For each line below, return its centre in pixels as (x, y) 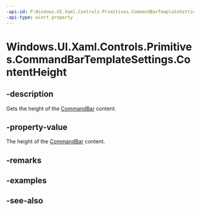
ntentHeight (37, 72)
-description (30, 94)
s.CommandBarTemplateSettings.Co (99, 59)
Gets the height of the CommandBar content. (61, 109)
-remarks (24, 160)
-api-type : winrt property (40, 17)
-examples (26, 180)
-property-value (37, 127)
